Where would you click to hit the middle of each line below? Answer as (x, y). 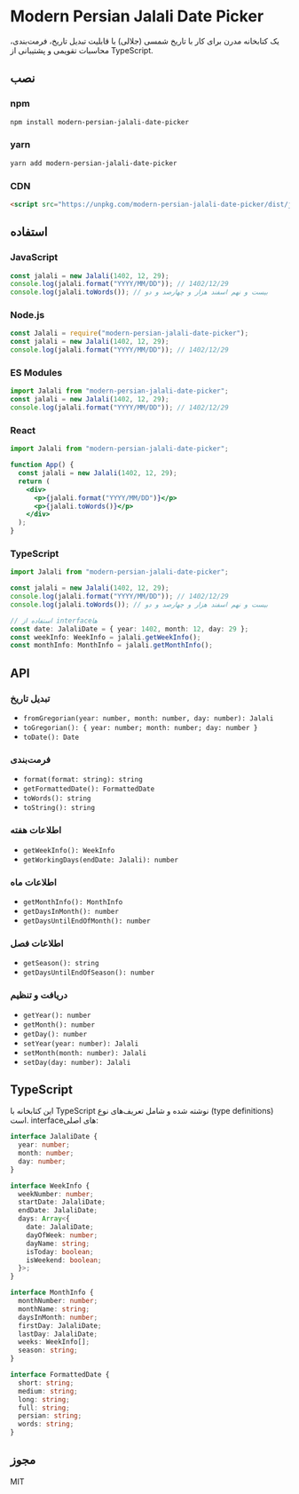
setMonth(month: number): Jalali (85, 1053)
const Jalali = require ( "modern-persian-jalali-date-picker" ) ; (130, 334)
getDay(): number (55, 1034)
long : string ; (44, 1399)
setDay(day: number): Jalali (77, 1062)
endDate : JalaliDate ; (58, 1211)
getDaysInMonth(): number (71, 911)
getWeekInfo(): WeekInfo (69, 850)
